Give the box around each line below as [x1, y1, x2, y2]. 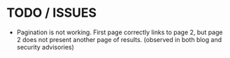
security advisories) [16, 43, 75, 51]
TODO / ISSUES [6, 5, 97, 21]
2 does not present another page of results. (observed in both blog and [16, 35, 222, 43]
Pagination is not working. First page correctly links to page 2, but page [16, 28, 223, 36]
